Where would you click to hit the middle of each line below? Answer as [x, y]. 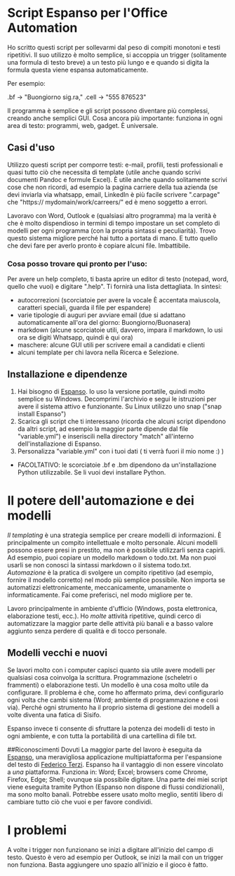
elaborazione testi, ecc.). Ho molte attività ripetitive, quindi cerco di [104, 616]
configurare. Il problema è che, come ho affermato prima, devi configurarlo [116, 692]
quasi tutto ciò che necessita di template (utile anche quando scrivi [104, 172]
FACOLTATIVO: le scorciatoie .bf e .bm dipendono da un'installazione [117, 465]
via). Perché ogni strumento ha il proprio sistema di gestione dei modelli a [113, 707]
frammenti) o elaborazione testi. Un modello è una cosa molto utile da [108, 685]
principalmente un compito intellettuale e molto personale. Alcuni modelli [113, 542]
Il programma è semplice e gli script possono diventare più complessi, [108, 110]
